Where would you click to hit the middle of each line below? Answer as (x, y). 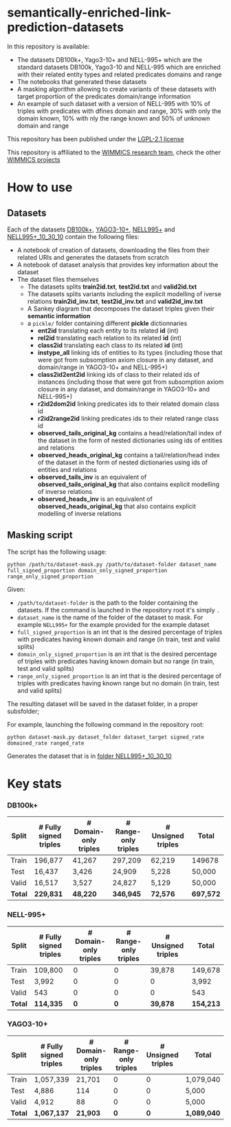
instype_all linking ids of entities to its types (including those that (130, 352)
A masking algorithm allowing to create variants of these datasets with (117, 89)
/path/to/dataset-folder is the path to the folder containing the (107, 602)
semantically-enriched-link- (89, 13)
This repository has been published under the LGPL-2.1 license (96, 138)
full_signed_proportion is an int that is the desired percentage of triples (120, 632)
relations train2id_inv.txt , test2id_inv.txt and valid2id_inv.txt (115, 301)
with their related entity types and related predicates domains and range (119, 74)
